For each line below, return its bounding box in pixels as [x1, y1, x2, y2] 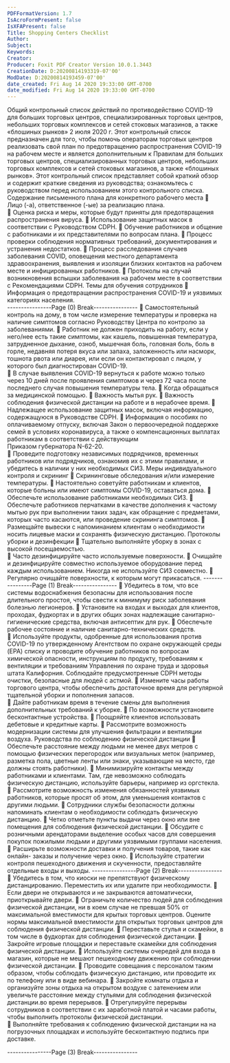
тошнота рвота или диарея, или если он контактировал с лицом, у [7, 355, 202, 363]
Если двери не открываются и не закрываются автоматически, [7, 889, 194, 897]
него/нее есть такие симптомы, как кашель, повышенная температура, [7, 333, 218, 341]
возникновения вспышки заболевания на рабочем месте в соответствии [7, 274, 222, 282]
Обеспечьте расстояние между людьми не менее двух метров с [7, 742, 198, 750]
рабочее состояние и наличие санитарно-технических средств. [7, 625, 196, 633]
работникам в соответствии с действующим [7, 435, 139, 443]
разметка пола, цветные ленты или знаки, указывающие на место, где [7, 757, 215, 765]
